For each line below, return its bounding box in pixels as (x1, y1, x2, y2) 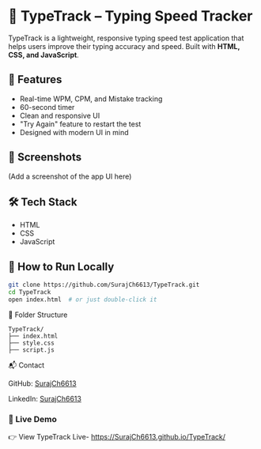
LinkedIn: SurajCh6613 (8, 394, 81, 403)
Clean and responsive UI (19, 111, 100, 120)
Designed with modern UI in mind (19, 127, 129, 137)
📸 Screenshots (8, 150, 82, 164)
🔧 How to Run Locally (8, 260, 115, 274)
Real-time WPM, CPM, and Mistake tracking (19, 94, 163, 104)
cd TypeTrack (8, 289, 51, 296)
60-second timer (19, 102, 75, 111)
